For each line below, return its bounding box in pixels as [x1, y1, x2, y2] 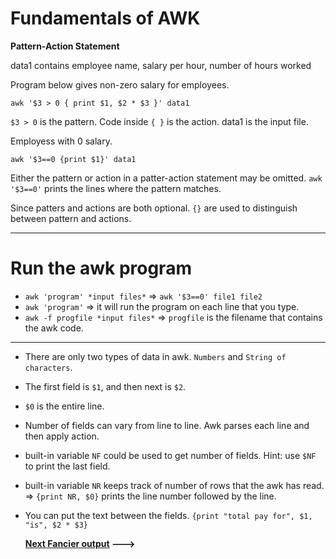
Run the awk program [10, 257, 192, 280]
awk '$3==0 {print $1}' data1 [10, 154, 137, 164]
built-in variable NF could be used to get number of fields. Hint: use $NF [24, 449, 317, 461]
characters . [24, 361, 73, 373]
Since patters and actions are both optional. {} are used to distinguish [10, 202, 298, 214]
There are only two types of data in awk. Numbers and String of [24, 350, 287, 362]
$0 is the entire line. [24, 400, 105, 412]
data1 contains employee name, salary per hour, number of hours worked [10, 59, 312, 71]
